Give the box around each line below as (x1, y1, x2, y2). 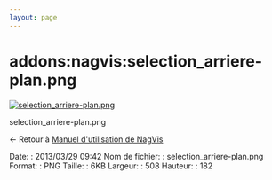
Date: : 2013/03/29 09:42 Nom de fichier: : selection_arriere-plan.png (9, 151, 264, 161)
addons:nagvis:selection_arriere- (9, 51, 263, 71)
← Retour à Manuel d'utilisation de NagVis (9, 134, 164, 145)
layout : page (9, 12, 58, 22)
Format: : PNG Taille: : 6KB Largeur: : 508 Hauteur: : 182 (9, 160, 213, 171)
